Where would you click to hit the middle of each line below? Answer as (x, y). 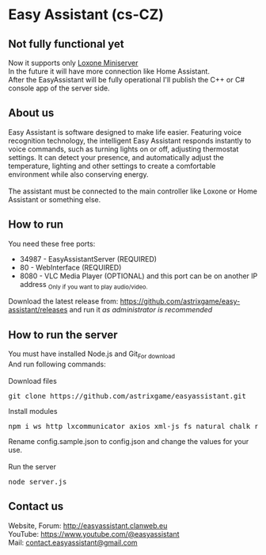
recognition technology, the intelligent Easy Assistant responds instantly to (130, 140)
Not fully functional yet (66, 44)
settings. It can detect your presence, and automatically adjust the (116, 157)
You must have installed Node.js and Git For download (92, 355)
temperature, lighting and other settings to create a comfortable (112, 166)
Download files (32, 381)
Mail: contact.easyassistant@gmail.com (73, 542)
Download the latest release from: (63, 301)
